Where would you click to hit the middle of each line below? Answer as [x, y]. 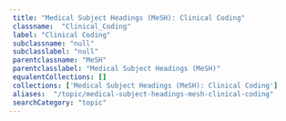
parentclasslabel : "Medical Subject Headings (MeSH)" [117, 69]
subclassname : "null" [53, 43]
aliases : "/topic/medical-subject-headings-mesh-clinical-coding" [143, 94]
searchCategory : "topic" [59, 102]
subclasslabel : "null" [56, 52]
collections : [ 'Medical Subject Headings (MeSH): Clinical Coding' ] [145, 86]
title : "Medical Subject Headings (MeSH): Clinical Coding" [129, 18]
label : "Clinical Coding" [61, 35]
